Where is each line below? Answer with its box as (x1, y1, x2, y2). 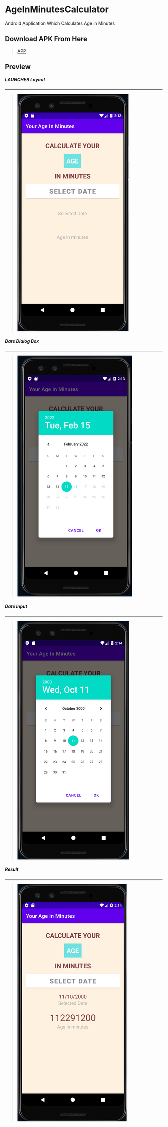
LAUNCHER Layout (5, 76, 46, 82)
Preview (5, 63, 31, 71)
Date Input (5, 603, 27, 609)
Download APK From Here (5, 35, 87, 43)
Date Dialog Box (5, 338, 39, 344)
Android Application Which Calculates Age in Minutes (5, 20, 115, 26)
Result (5, 866, 19, 872)
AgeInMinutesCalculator (5, 4, 109, 15)
